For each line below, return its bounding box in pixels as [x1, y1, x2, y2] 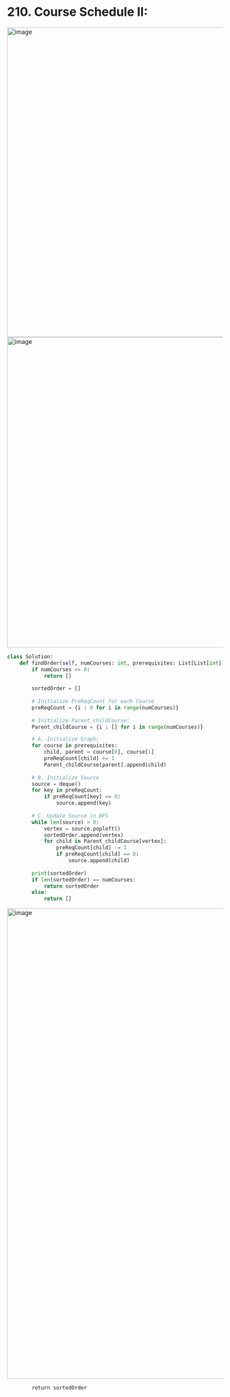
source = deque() [31, 781, 81, 787]
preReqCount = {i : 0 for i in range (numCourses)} [31, 704, 179, 711]
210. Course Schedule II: [7, 4, 149, 20]
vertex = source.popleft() [43, 825, 121, 832]
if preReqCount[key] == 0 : [43, 794, 121, 800]
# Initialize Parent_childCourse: [31, 717, 130, 724]
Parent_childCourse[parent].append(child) [43, 761, 167, 768]
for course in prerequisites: [31, 742, 118, 749]
